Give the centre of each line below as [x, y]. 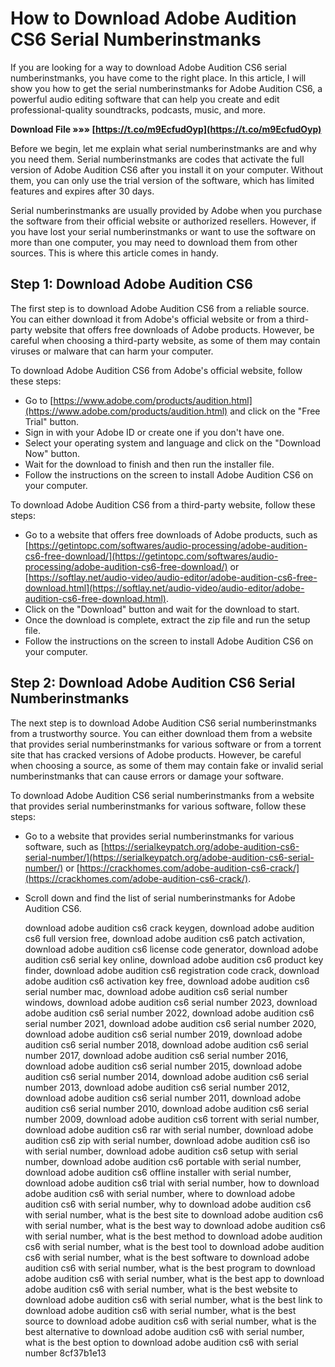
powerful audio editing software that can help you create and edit [145, 99]
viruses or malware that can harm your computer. [112, 351]
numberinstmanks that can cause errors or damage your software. [147, 776]
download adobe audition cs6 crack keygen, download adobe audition [169, 928]
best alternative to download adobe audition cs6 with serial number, [164, 1331]
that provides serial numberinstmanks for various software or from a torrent [166, 744]
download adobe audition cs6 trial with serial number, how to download [172, 1183]
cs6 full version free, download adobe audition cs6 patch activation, [165, 938]
